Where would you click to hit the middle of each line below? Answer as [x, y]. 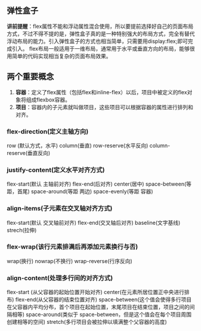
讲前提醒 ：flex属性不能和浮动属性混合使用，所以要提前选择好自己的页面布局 [100, 26]
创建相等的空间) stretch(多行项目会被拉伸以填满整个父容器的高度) [87, 322]
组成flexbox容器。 [48, 100]
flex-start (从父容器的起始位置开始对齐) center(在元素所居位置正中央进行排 [98, 292]
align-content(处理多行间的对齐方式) [60, 278]
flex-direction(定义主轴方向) [48, 131]
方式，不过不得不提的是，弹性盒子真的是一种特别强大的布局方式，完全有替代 [101, 33]
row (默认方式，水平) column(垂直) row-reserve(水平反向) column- [89, 146]
